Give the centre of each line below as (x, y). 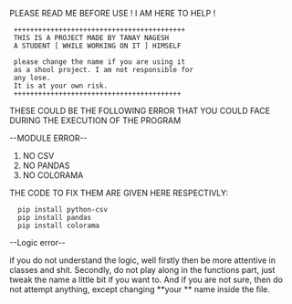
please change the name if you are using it (99, 62)
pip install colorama (59, 225)
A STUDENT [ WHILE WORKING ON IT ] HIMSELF (97, 46)
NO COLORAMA (53, 175)
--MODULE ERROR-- (49, 138)
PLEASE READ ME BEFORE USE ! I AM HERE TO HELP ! (113, 13)
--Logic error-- (37, 242)
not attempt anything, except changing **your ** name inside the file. (140, 289)
